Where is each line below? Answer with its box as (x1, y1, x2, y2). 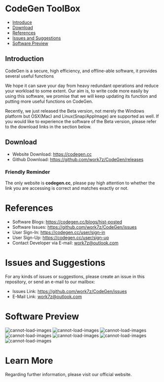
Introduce (12, 19, 32, 25)
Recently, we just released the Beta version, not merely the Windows (5, 108, 144, 114)
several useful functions (5, 73, 54, 79)
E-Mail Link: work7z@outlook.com (12, 294, 82, 299)
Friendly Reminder (5, 169, 50, 175)
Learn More (5, 355, 53, 366)
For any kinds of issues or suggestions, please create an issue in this (5, 273, 145, 279)
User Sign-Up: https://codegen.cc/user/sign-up (12, 234, 109, 240)
